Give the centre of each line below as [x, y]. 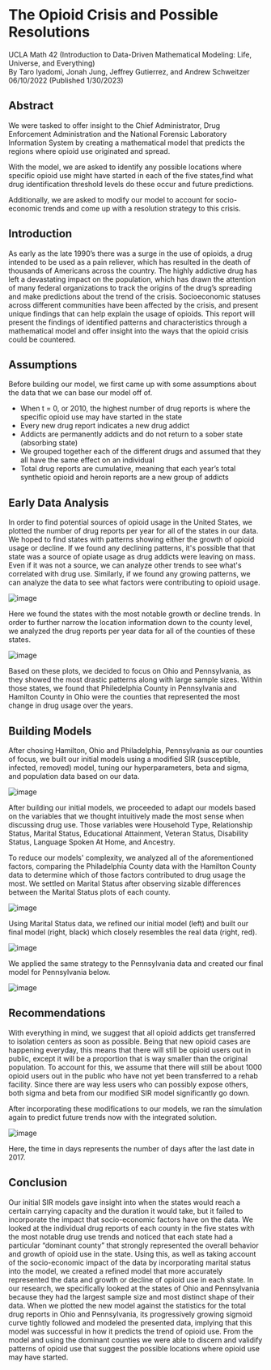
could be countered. [42, 339]
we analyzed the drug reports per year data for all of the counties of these [132, 631]
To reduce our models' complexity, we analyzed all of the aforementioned [131, 857]
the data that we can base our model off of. [80, 393]
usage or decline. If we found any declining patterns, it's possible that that [132, 548]
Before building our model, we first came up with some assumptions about [133, 384]
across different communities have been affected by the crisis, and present [133, 304]
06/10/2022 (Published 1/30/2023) [66, 80]
